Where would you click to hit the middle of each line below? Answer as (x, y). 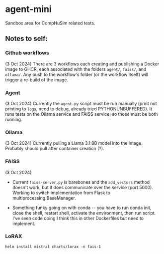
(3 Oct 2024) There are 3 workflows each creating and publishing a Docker (82, 64)
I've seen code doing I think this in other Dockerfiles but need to (78, 218)
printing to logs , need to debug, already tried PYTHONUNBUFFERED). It (79, 109)
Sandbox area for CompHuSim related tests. (50, 23)
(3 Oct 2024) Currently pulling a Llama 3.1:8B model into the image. (74, 143)
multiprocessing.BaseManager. (44, 198)
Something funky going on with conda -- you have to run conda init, (82, 208)
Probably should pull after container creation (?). (55, 149)
